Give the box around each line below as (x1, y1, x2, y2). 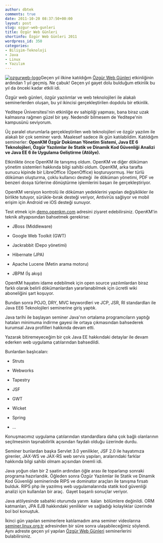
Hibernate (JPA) (12, 252, 45, 258)
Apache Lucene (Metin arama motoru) (12, 261, 89, 267)
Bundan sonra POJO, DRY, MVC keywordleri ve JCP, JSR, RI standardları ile (5, 300, 156, 306)
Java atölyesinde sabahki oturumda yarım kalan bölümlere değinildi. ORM (5, 498, 155, 504)
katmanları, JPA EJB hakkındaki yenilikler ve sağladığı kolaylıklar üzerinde (5, 503, 152, 509)
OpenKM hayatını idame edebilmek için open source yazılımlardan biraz (5, 280, 148, 286)
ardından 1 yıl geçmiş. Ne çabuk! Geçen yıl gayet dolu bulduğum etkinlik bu (5, 80, 156, 86)
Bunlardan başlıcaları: (5, 349, 49, 355)
